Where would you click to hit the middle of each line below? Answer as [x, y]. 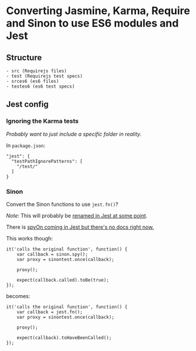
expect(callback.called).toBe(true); [63, 280]
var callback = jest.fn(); [50, 312]
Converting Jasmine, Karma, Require [98, 11]
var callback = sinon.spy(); [52, 254]
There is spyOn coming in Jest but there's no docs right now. [80, 227]
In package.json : [26, 145]
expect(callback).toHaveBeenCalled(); [64, 337]
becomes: [18, 296]
